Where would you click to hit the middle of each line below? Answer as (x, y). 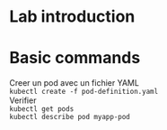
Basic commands (75, 58)
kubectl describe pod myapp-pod (70, 117)
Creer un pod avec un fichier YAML (74, 83)
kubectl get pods (42, 109)
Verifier (23, 100)
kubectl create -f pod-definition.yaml (84, 92)
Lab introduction (72, 17)
